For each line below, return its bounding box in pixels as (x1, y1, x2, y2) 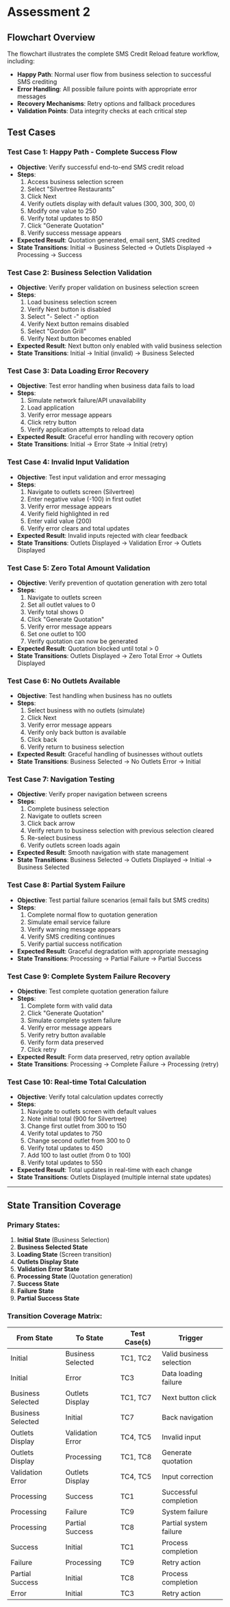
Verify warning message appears (27, 925, 121, 933)
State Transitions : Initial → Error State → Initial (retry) (16, 440, 168, 449)
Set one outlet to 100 (27, 629, 86, 638)
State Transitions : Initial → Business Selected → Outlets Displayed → (16, 243, 212, 251)
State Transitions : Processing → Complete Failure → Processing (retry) (16, 1060, 219, 1068)
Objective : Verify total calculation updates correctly (16, 1093, 164, 1101)
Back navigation (162, 1413, 214, 1422)
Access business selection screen (27, 177, 124, 186)
